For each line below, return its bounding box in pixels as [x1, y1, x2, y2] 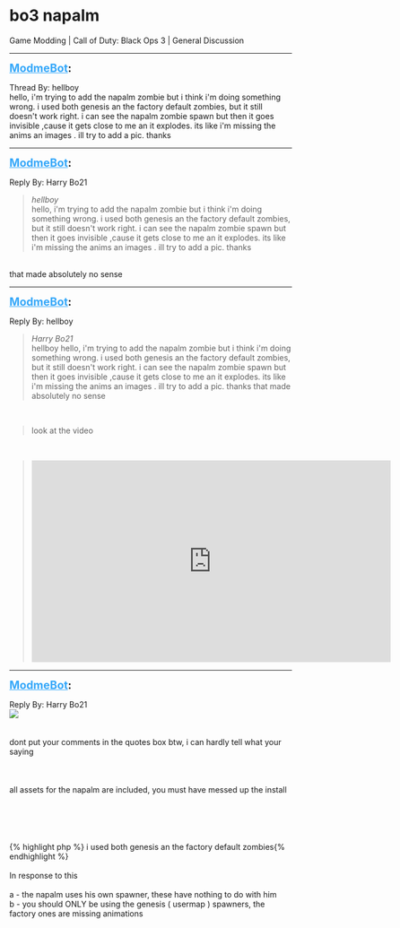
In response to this [9, 870, 78, 880]
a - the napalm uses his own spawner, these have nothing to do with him [9, 889, 277, 899]
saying [9, 746, 34, 757]
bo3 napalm [9, 5, 100, 26]
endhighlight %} [9, 851, 69, 862]
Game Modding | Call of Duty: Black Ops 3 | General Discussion [9, 35, 245, 46]
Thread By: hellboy [9, 82, 79, 92]
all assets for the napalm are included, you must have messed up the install [9, 784, 287, 794]
